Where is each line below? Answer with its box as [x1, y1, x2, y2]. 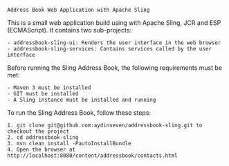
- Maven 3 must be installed [7, 84, 91, 91]
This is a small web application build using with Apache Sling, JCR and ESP [7, 19, 221, 27]
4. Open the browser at [7, 146, 76, 153]
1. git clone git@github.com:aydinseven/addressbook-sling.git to [7, 122, 203, 129]
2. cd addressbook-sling [7, 134, 79, 141]
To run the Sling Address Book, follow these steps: [7, 109, 151, 117]
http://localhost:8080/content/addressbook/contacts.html [7, 152, 178, 159]
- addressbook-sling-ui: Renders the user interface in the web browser [7, 39, 221, 46]
